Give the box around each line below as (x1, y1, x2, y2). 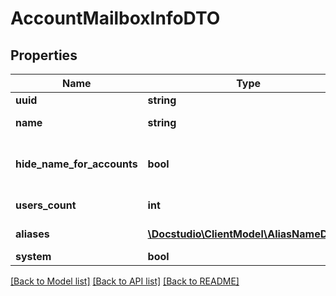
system (15, 250, 52, 263)
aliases (15, 227, 50, 241)
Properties (10, 47, 78, 64)
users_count (15, 198, 77, 212)
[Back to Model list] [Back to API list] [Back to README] (10, 275, 240, 287)
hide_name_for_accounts (15, 157, 138, 171)
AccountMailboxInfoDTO (10, 7, 221, 30)
